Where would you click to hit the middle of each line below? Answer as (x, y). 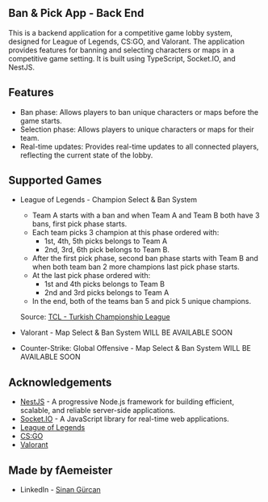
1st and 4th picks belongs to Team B (105, 284)
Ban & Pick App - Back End (76, 13)
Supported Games (55, 181)
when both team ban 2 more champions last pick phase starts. (136, 267)
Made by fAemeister (61, 470)
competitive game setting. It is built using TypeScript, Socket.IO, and (122, 58)
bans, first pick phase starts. (80, 224)
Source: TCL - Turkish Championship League (95, 317)
